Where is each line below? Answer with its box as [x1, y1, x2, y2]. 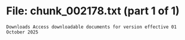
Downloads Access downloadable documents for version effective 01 [6, 24, 177, 30]
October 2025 [6, 29, 39, 35]
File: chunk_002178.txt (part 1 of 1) [6, 4, 180, 18]
